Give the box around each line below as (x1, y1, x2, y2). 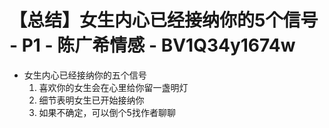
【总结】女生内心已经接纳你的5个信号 (9, 9, 319, 32)
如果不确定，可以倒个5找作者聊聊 (38, 106, 176, 118)
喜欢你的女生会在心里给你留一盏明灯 (38, 81, 189, 93)
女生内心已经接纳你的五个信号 (23, 69, 147, 81)
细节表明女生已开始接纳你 (38, 94, 145, 106)
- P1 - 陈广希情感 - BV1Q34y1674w (9, 34, 296, 57)
